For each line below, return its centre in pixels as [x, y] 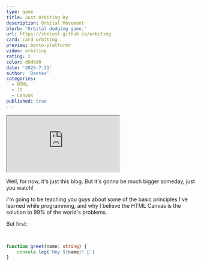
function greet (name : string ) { [46, 246]
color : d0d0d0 [24, 62]
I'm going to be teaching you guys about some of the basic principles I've [97, 199]
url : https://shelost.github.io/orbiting [59, 34]
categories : [21, 79]
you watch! [20, 187]
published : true [26, 101]
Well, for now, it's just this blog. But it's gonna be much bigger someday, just [100, 181]
